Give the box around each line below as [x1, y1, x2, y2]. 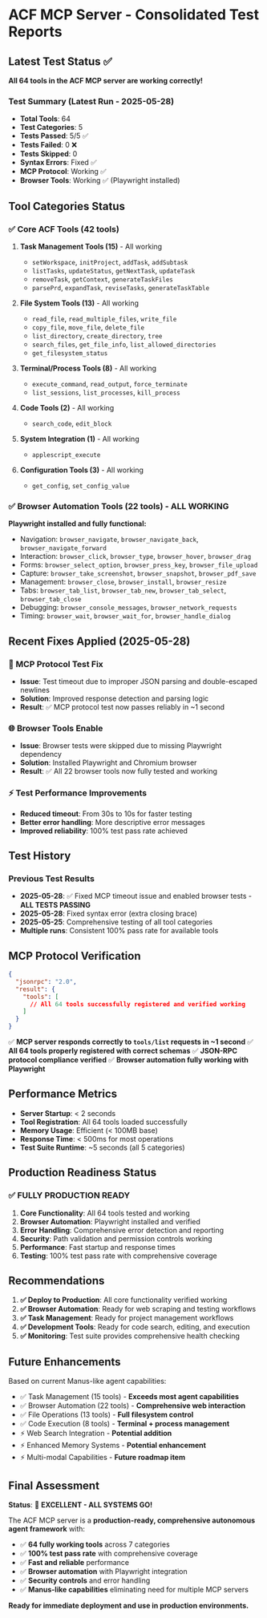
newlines [19, 685, 51, 694]
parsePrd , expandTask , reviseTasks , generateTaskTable [31, 282, 210, 292]
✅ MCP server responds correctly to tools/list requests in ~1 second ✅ [8, 1037, 254, 1047]
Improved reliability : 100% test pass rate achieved [19, 826, 188, 835]
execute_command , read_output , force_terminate [31, 378, 188, 388]
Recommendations [8, 1273, 105, 1288]
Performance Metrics [8, 1087, 118, 1101]
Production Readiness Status [8, 1166, 157, 1179]
